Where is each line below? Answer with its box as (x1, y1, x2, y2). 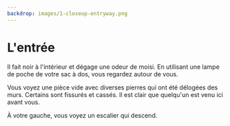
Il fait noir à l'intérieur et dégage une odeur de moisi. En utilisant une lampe (7, 63, 220, 71)
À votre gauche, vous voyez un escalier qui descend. (7, 111, 158, 119)
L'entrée (7, 39, 55, 55)
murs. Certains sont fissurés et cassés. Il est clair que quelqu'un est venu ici (7, 90, 224, 98)
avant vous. (7, 98, 40, 106)
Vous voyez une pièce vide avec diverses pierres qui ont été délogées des (7, 83, 218, 92)
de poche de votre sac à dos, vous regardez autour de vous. (7, 70, 179, 78)
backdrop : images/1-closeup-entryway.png (7, 10, 128, 17)
